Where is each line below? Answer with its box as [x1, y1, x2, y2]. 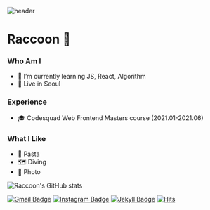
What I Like [7, 133, 46, 143]
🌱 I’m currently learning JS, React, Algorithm [17, 72, 146, 81]
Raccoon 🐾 [7, 32, 72, 47]
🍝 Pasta [17, 150, 40, 158]
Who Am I [7, 56, 41, 66]
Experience [7, 97, 47, 107]
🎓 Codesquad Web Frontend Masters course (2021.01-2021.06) [17, 113, 204, 122]
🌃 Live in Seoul [17, 79, 61, 88]
